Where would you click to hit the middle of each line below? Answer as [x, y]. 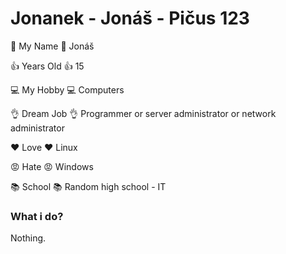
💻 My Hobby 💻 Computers [67, 89]
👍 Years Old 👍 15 [47, 66]
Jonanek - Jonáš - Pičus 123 [130, 18]
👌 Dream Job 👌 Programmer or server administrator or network [143, 113]
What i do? [37, 216]
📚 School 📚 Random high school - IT [88, 186]
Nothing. [28, 238]
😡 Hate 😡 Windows [52, 166]
